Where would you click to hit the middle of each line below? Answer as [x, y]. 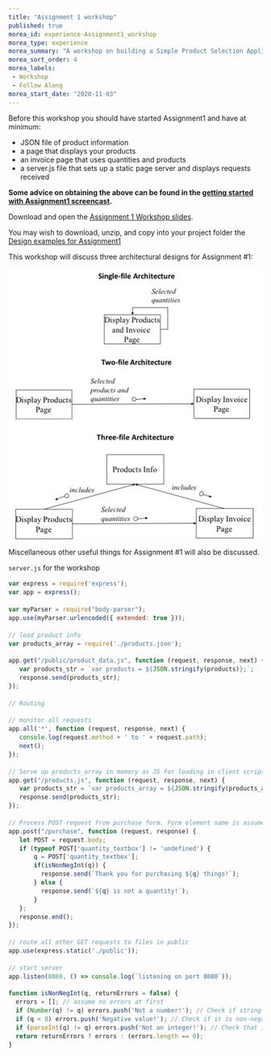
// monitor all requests [50, 720]
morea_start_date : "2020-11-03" [63, 94]
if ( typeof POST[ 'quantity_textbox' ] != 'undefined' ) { [115, 848]
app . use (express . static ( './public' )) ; [73, 951]
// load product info [45, 635]
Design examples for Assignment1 [65, 241]
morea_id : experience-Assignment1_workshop [83, 34]
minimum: [25, 126]
